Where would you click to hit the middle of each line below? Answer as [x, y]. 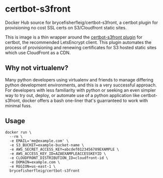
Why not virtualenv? [37, 68]
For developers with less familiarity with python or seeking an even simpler [81, 90]
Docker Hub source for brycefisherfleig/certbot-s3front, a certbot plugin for [81, 22]
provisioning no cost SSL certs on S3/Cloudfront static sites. [66, 27]
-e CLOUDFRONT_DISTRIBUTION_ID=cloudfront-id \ [59, 158]
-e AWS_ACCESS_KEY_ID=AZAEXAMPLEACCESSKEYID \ [58, 154]
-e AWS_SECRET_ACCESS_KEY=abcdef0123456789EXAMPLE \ [64, 149]
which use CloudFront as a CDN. [38, 53]
